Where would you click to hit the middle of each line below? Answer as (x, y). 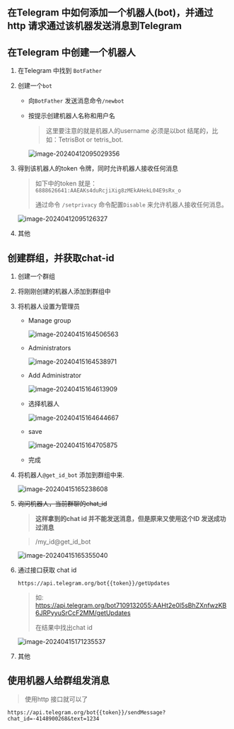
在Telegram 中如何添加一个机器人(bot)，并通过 (110, 13)
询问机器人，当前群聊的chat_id (62, 504)
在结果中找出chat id (64, 628)
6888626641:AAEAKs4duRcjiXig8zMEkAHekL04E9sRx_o (108, 191)
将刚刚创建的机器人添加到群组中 (64, 292)
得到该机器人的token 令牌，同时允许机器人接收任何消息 (98, 168)
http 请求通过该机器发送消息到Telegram (95, 26)
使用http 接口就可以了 (56, 699)
